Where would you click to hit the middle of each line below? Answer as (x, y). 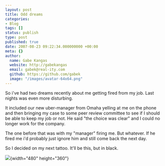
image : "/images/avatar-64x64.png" (46, 79)
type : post (16, 38)
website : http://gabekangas (39, 65)
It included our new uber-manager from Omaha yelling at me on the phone (81, 108)
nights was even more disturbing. (39, 98)
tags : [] (14, 28)
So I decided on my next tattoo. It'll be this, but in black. (62, 148)
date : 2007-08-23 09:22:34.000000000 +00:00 (52, 47)
